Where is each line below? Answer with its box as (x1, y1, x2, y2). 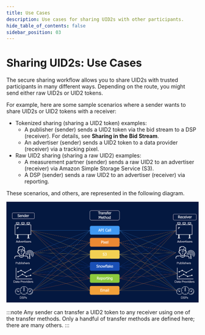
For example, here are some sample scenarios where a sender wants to (6, 101, 186, 109)
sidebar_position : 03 (6, 29, 62, 35)
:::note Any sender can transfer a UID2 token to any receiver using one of (6, 309, 190, 316)
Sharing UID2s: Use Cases (6, 56, 142, 70)
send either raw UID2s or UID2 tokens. (6, 89, 104, 97)
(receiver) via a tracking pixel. (24, 145, 99, 153)
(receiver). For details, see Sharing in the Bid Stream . (24, 132, 159, 140)
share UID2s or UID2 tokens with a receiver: (6, 107, 117, 115)
